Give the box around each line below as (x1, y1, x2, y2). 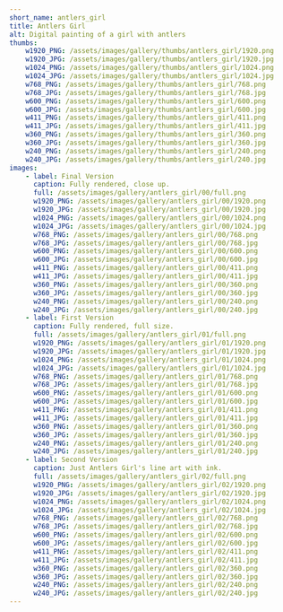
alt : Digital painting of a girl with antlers (9, 30, 186, 39)
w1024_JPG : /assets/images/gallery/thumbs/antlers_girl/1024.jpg (25, 72, 275, 81)
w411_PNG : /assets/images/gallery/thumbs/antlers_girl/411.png (25, 113, 267, 122)
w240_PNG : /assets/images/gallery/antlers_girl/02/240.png (32, 581, 258, 590)
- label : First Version (25, 313, 115, 323)
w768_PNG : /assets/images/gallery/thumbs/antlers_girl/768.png (25, 80, 267, 89)
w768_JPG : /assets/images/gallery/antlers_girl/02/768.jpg (32, 522, 258, 531)
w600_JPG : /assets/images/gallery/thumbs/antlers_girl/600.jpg (25, 105, 267, 114)
